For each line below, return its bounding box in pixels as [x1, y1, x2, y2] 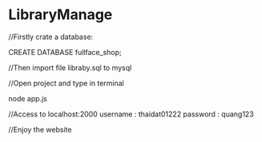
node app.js [8, 93, 48, 103]
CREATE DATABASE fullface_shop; [8, 47, 122, 57]
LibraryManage [8, 6, 113, 24]
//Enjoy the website [8, 124, 72, 134]
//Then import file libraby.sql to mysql [8, 62, 132, 73]
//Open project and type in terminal [8, 78, 124, 88]
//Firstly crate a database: [8, 32, 94, 41]
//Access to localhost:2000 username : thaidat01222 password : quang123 [8, 109, 254, 119]
